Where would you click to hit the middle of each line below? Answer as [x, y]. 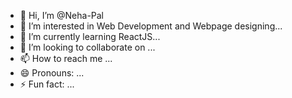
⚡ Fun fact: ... [47, 84]
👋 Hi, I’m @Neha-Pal [62, 15]
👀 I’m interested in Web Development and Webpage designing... [151, 26]
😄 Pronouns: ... [52, 73]
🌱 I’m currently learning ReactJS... [90, 36]
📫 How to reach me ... [66, 58]
